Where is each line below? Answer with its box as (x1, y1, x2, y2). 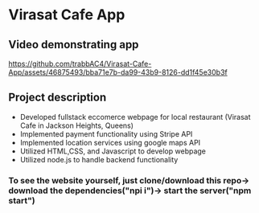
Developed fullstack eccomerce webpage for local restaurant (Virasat (19, 112, 251, 121)
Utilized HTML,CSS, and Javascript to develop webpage (19, 146, 207, 156)
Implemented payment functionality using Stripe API (19, 129, 193, 138)
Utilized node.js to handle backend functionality (19, 154, 179, 164)
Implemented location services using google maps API (19, 137, 201, 147)
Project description (8, 91, 107, 104)
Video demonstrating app (8, 38, 139, 51)
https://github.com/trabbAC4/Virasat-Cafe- (8, 59, 152, 68)
